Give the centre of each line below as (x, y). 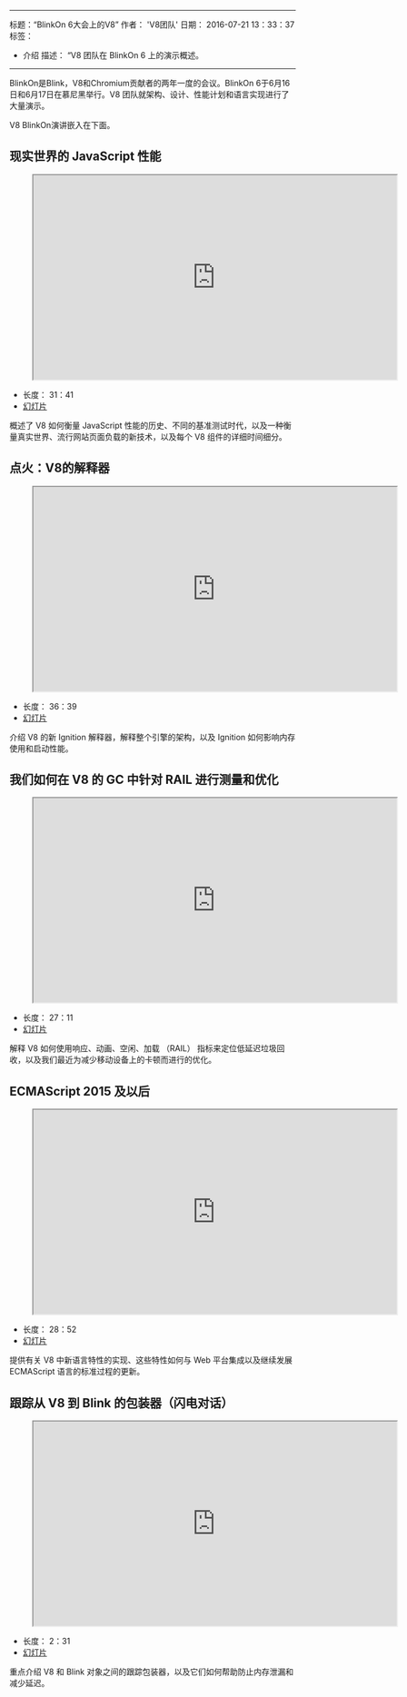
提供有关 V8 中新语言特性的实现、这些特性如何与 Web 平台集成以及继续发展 (151, 1360)
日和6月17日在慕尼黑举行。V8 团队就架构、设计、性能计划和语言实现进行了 (149, 94)
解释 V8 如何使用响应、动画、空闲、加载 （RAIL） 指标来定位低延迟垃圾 (143, 1048)
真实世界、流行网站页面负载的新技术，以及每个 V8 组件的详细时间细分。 (152, 436)
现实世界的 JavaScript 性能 (85, 157)
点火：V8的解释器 (60, 468)
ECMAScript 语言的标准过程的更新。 (77, 1372)
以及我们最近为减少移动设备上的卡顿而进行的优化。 (120, 1060)
